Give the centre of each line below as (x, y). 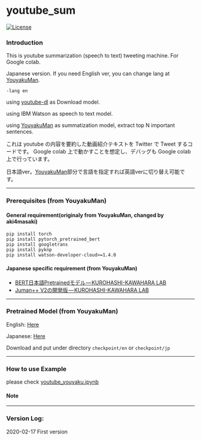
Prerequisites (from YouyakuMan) (56, 201)
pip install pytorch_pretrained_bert (53, 239)
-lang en (17, 91)
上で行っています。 (29, 159)
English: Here (23, 324)
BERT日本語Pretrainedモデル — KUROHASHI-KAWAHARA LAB (90, 282)
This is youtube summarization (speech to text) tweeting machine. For (92, 56)
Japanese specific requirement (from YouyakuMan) (72, 268)
